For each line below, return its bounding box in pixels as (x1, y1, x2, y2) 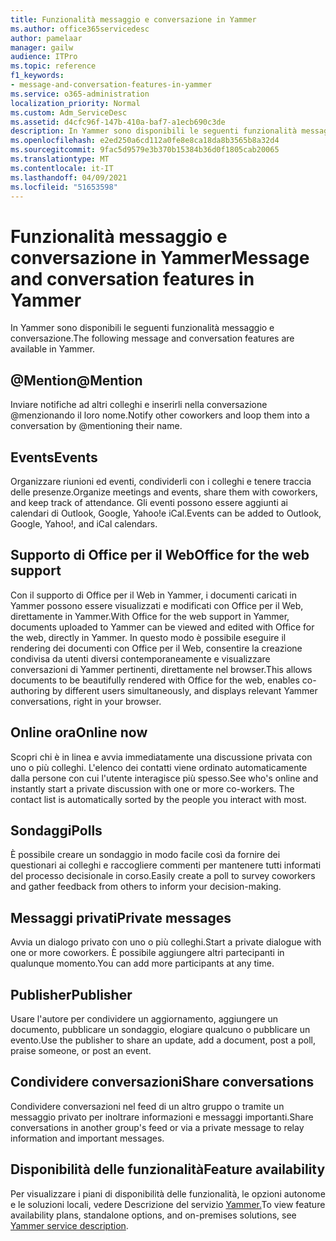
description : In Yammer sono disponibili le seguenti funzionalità (10, 126, 298, 136)
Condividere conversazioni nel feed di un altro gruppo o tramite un (10, 1100, 285, 1112)
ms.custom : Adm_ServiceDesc (10, 107, 128, 118)
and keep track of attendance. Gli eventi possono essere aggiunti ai (10, 496, 288, 508)
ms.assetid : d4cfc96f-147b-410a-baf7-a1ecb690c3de (10, 117, 226, 127)
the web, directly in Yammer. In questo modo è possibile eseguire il (10, 631, 287, 643)
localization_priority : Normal (10, 98, 141, 108)
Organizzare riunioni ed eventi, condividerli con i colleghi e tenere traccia (10, 475, 312, 487)
